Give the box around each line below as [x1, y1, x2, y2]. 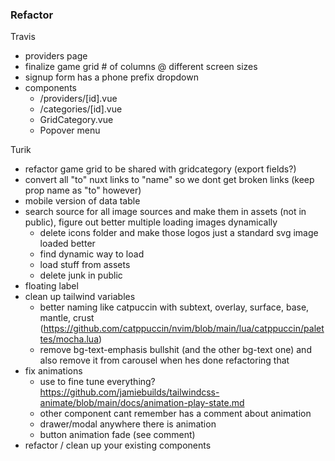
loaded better [39, 238, 96, 250]
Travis [10, 31, 36, 43]
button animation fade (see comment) [39, 429, 196, 441]
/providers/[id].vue [39, 93, 118, 105]
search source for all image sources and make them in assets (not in [24, 206, 307, 218]
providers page [24, 50, 88, 62]
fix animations [24, 365, 83, 377]
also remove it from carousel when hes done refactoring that [39, 354, 290, 367]
